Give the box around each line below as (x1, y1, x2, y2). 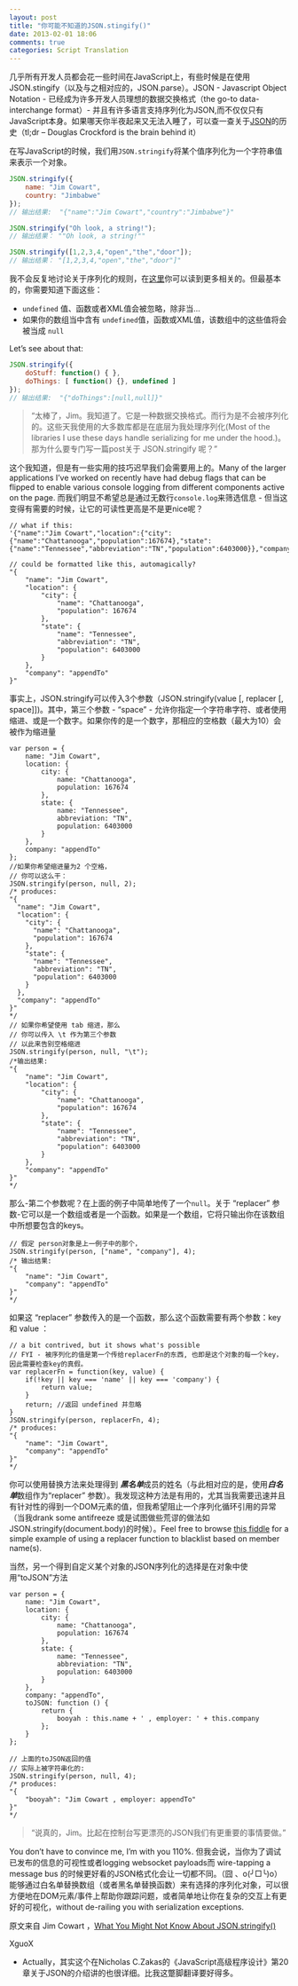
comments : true (9, 37, 66, 47)
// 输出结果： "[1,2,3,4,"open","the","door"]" (9, 256, 182, 265)
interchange (9, 105, 53, 115)
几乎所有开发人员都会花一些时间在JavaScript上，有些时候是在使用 (9, 72, 251, 83)
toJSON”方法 (20, 1572, 68, 1583)
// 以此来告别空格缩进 (9, 1040, 82, 1049)
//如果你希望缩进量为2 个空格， (9, 863, 112, 871)
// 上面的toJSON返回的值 (9, 1754, 91, 1764)
